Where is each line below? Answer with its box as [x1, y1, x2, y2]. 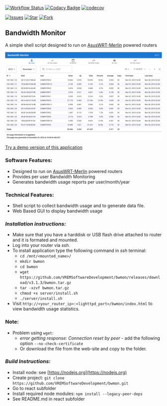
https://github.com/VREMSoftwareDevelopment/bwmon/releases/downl [19, 275, 161, 280]
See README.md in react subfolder [12, 396, 85, 402]
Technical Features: [5, 191, 54, 198]
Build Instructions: [5, 358, 51, 365]
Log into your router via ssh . [12, 242, 71, 248]
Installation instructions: [5, 220, 66, 227]
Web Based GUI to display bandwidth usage [12, 207, 103, 214]
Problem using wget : [12, 330, 54, 336]
